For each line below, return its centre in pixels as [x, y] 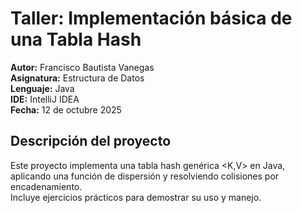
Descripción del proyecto [91, 141]
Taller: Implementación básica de [151, 18]
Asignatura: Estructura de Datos [77, 78]
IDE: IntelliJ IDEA [45, 99]
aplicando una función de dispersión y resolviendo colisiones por [145, 176]
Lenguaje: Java [42, 88]
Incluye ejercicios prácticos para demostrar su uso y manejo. [136, 197]
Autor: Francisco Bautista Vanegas [82, 67]
